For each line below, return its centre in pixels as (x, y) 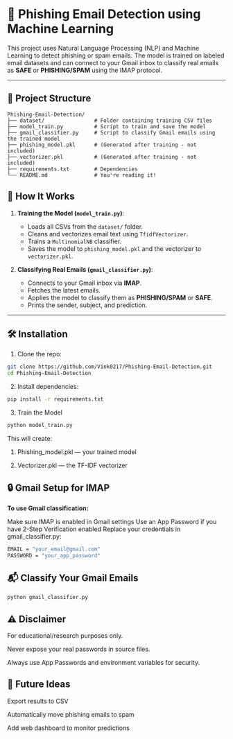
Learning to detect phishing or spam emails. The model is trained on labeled (116, 55)
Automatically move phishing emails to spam (71, 714)
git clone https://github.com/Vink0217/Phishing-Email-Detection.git (110, 367)
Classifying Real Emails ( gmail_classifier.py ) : (85, 269)
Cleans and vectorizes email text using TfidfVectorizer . (108, 234)
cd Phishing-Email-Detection (49, 374)
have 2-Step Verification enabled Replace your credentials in (94, 529)
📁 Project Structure (49, 99)
